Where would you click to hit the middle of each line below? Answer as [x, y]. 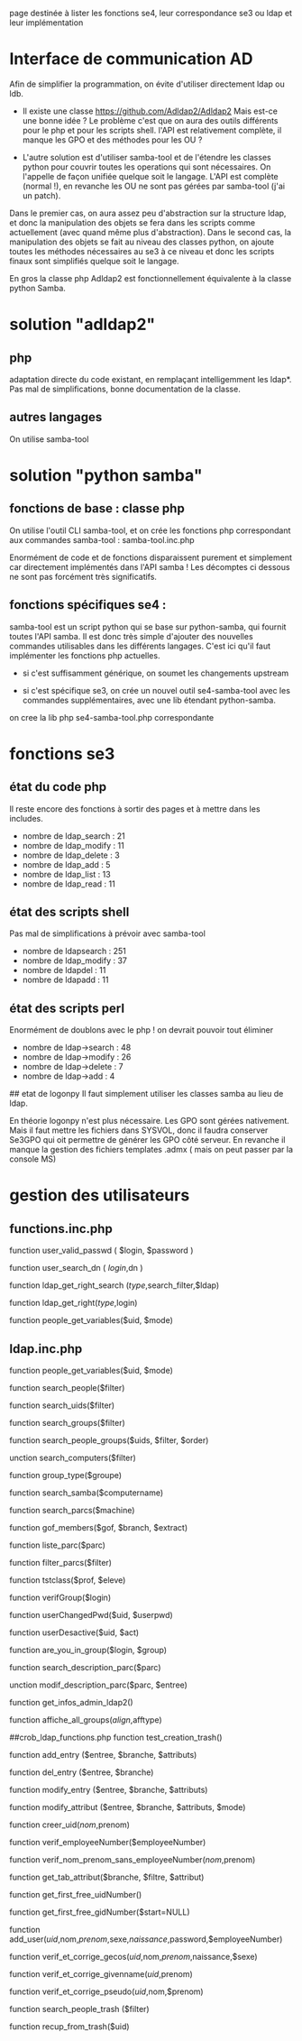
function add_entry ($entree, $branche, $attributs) [103, 1755]
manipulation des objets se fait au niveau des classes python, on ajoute [142, 242]
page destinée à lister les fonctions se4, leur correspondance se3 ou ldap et [151, 13]
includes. [26, 818]
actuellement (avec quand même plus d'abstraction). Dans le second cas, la [150, 232]
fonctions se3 [62, 754]
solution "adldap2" [82, 325]
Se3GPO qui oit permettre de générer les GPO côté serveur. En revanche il [147, 1140]
